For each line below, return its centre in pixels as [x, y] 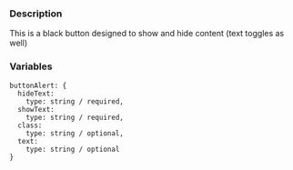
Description [36, 14]
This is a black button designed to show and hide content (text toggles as [147, 34]
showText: [36, 109]
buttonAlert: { [38, 85]
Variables [31, 66]
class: [30, 125]
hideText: [36, 94]
